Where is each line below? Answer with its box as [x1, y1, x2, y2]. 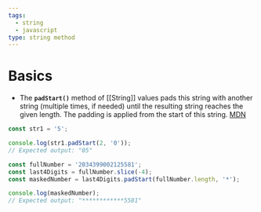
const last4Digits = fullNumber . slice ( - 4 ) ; [8, 168, 153, 176]
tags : [8, 11, 26, 20]
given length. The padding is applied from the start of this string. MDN [19, 110, 247, 119]
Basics [8, 68, 53, 85]
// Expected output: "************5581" [8, 197, 143, 205]
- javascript [15, 26, 58, 34]
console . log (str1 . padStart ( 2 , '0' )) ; [8, 139, 132, 148]
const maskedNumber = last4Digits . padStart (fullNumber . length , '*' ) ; [8, 175, 241, 183]
